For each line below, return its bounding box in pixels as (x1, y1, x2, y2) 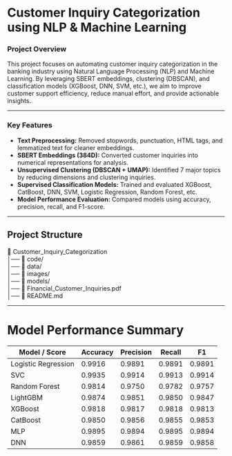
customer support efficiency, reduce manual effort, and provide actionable (7, 89, 220, 98)
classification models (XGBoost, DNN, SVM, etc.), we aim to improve (7, 82, 202, 91)
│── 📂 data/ (7, 262, 42, 271)
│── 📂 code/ (7, 255, 43, 263)
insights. (7, 97, 32, 105)
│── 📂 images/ (7, 269, 50, 277)
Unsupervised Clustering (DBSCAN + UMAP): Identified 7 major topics (17, 165, 221, 174)
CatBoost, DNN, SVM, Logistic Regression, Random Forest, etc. (17, 188, 198, 196)
